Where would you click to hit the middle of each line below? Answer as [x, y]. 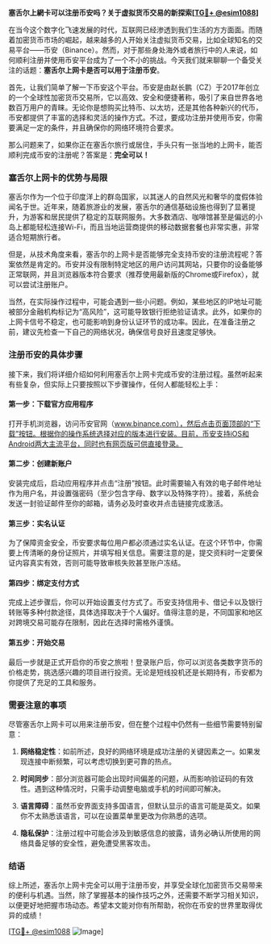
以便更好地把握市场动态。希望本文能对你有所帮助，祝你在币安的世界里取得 [132, 905]
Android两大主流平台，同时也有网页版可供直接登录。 [96, 444]
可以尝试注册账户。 [40, 285]
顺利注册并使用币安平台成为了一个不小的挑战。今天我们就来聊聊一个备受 [135, 60]
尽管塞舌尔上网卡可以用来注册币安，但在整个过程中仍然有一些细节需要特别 [132, 724]
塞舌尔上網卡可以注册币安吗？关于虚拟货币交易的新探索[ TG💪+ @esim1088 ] [134, 13]
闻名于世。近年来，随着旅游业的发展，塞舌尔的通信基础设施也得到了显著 [128, 207]
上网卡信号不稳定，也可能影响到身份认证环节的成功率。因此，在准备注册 [128, 322]
